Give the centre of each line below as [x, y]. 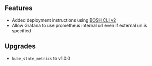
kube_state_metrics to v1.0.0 [41, 58]
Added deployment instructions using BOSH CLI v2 [64, 20]
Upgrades [20, 46]
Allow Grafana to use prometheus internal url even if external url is [79, 25]
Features [19, 8]
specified [21, 31]
